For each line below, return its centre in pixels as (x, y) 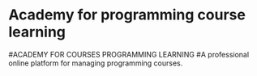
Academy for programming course (127, 15)
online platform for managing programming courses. (96, 63)
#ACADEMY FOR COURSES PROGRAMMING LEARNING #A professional (129, 54)
